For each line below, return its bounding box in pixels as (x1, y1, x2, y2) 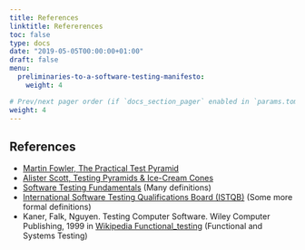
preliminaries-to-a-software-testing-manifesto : (17, 72, 205, 82)
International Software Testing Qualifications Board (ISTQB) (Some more (22, 192, 293, 203)
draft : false (9, 55, 59, 64)
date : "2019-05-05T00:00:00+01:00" (9, 47, 144, 56)
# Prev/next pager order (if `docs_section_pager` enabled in (9, 97, 250, 106)
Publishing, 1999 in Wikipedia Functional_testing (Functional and (22, 221, 263, 232)
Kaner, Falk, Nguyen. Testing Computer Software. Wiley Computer (22, 211, 271, 222)
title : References (9, 13, 79, 23)
